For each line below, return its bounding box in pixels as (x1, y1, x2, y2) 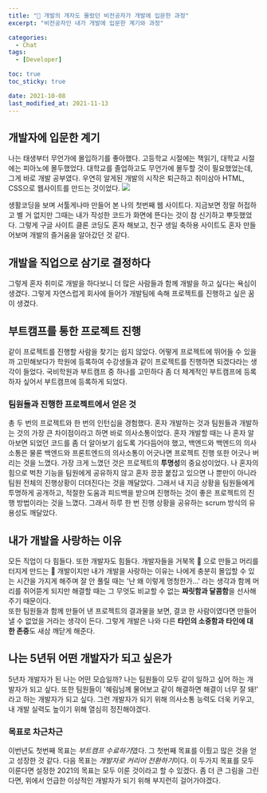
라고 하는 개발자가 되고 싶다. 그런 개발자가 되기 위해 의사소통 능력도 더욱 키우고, (8, 694, 255, 704)
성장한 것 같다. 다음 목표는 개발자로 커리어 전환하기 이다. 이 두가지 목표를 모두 (16, 756, 255, 766)
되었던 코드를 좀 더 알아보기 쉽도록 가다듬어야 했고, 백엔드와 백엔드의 (29, 438, 242, 448)
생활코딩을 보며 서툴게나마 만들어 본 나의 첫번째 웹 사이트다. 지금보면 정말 (8, 200, 236, 210)
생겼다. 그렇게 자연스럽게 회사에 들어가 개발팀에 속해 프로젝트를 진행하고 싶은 (8, 289, 247, 298)
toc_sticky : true (8, 77, 66, 85)
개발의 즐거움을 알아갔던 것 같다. (29, 231, 130, 240)
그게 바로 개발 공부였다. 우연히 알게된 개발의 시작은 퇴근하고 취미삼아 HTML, (8, 173, 245, 183)
